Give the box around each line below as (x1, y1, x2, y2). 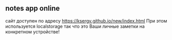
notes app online (5, 4, 60, 13)
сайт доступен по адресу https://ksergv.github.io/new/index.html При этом (5, 17, 167, 24)
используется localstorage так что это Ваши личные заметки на (5, 23, 145, 29)
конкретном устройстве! (5, 28, 60, 35)
